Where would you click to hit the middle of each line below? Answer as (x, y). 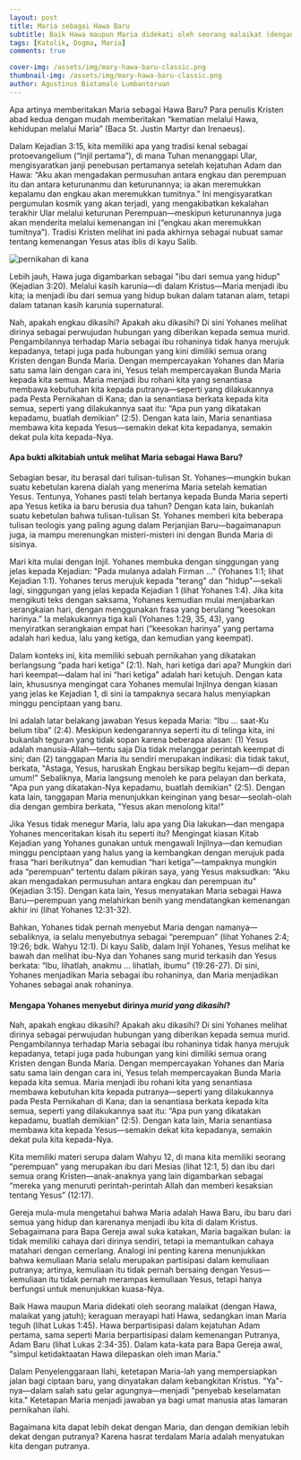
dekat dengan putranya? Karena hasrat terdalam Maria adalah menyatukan (147, 1437)
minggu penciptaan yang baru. (66, 703)
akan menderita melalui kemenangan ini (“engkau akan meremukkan (135, 222)
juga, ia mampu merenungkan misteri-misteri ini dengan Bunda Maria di (141, 535)
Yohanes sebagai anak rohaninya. (72, 984)
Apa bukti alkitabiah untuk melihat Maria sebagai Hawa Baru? (126, 457)
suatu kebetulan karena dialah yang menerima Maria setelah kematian (138, 487)
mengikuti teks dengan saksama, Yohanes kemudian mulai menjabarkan (142, 599)
